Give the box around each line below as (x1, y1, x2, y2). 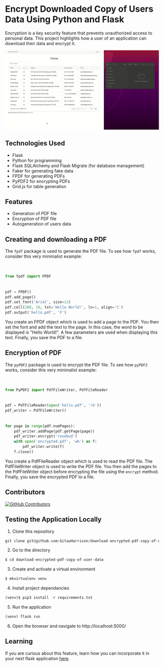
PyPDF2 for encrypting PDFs (12, 178, 70, 184)
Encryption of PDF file (12, 216, 57, 222)
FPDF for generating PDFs (12, 173, 65, 179)
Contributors (5, 488, 45, 496)
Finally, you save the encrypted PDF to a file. (5, 474, 95, 480)
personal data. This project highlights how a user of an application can (5, 35, 147, 41)
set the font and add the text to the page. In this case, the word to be (5, 324, 143, 330)
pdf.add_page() (5, 295, 36, 299)
